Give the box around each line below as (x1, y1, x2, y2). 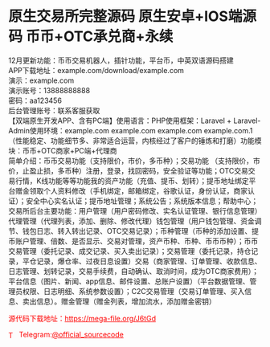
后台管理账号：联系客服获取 (8, 105, 100, 115)
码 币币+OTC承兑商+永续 (8, 27, 174, 46)
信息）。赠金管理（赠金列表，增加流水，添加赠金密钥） (35, 296, 216, 306)
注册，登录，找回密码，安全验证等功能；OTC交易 (85, 165, 249, 175)
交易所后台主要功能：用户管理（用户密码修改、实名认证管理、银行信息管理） (8, 206, 262, 215)
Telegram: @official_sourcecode (18, 329, 125, 339)
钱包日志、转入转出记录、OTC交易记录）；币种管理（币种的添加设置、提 (22, 226, 260, 235)
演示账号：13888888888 (8, 85, 91, 95)
